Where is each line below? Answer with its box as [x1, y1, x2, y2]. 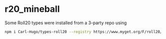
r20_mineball [4, 3, 60, 15]
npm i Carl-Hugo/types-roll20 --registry [4, 29, 92, 34]
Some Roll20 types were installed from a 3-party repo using [4, 20, 127, 26]
